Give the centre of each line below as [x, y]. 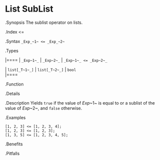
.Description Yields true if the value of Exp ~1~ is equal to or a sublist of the [80, 103]
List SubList [29, 9]
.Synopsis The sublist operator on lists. [44, 22]
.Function [15, 84]
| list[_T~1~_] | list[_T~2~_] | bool [41, 70]
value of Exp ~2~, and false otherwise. [44, 108]
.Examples [15, 117]
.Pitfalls [12, 153]
